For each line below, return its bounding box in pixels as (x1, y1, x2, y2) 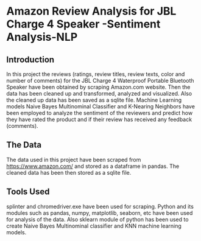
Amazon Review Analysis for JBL (6, 4, 177, 18)
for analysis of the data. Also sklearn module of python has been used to (6, 215, 189, 223)
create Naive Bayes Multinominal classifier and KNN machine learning (6, 222, 182, 229)
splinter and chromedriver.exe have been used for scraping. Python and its (6, 203, 194, 210)
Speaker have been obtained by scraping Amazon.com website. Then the (6, 83, 191, 91)
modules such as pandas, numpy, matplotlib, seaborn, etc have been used (6, 209, 193, 217)
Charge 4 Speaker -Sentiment (6, 17, 161, 31)
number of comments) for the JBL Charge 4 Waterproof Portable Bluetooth (6, 77, 194, 84)
